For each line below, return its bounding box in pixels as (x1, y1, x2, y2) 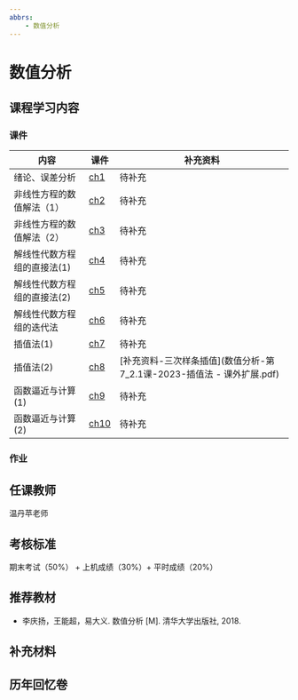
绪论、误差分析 (13, 171, 77, 184)
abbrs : (9, 12, 34, 22)
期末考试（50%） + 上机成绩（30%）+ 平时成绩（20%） (9, 561, 218, 572)
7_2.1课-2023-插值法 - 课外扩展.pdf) (119, 368, 279, 380)
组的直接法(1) (13, 261, 71, 274)
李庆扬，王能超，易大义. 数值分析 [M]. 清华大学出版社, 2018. (21, 615, 241, 626)
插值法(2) (13, 362, 53, 374)
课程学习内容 (9, 100, 80, 115)
